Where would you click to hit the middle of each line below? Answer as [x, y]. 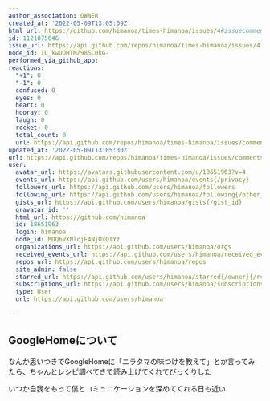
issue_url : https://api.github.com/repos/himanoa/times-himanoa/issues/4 [135, 46]
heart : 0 [30, 105]
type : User [34, 292]
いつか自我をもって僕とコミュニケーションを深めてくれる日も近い [117, 388]
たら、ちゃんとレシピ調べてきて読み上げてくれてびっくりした [110, 371]
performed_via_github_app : [53, 61]
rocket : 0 [32, 128]
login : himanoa [41, 232]
